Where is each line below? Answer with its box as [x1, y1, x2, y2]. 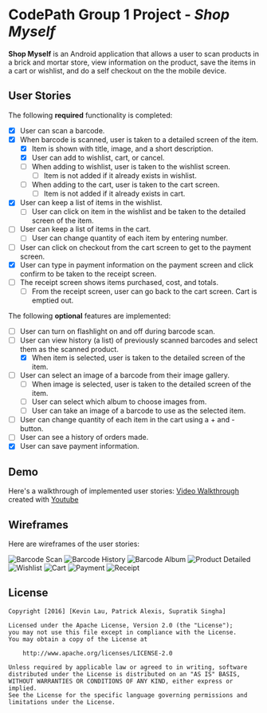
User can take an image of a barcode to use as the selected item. [31, 406, 246, 416]
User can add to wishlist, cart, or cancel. [31, 153, 165, 162]
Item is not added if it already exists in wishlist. [43, 171, 197, 180]
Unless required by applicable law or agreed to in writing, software [8, 663, 248, 671]
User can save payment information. [19, 442, 139, 451]
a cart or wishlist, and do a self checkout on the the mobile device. [8, 65, 227, 75]
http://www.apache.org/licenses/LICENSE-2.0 [22, 649, 173, 657]
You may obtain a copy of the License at [8, 635, 148, 644]
